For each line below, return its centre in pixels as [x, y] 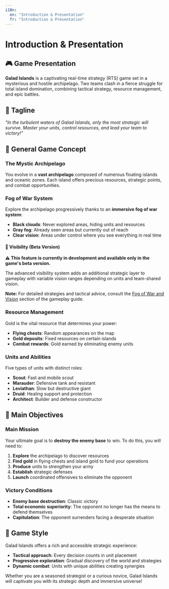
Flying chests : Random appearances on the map [63, 333]
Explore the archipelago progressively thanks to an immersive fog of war [81, 209]
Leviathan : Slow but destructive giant [51, 388]
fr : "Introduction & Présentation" [47, 19]
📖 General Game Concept [46, 149]
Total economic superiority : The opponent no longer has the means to [86, 507]
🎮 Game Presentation [41, 63]
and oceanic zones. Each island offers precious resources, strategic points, [83, 179]
